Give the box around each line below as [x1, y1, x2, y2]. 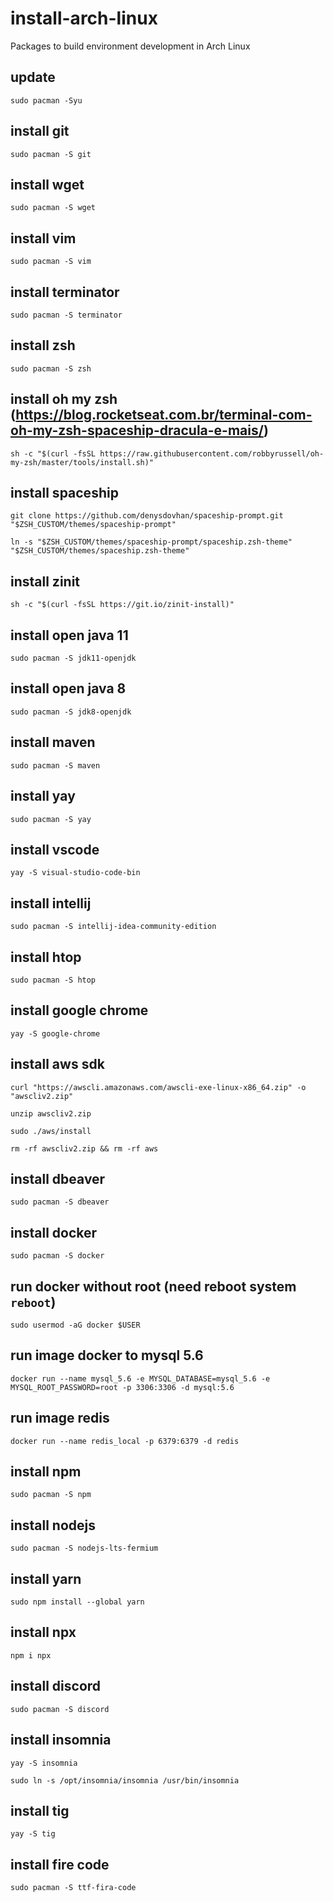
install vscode [10, 841, 100, 858]
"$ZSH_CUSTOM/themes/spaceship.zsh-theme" [10, 546, 190, 556]
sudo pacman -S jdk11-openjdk [10, 653, 137, 664]
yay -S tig [10, 1829, 56, 1839]
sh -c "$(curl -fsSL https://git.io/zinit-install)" [10, 600, 235, 610]
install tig [10, 1802, 70, 1819]
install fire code [10, 1856, 110, 1873]
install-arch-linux [10, 7, 158, 30]
